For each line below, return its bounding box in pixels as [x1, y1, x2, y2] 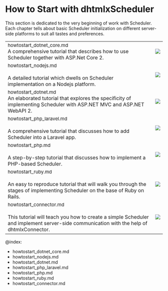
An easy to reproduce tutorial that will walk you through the [7, 180, 146, 187]
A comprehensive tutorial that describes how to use [7, 47, 129, 54]
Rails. [7, 193, 20, 200]
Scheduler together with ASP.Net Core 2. [7, 54, 104, 61]
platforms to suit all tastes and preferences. [14, 30, 104, 36]
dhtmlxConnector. [7, 226, 50, 233]
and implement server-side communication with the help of [7, 219, 147, 226]
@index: [5, 238, 22, 244]
